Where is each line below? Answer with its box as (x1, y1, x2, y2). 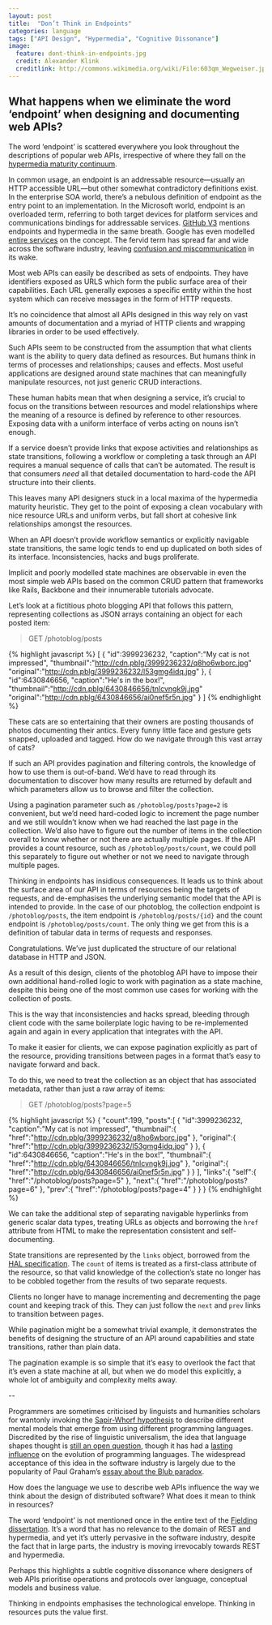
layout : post (8, 11, 53, 20)
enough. (8, 427, 36, 436)
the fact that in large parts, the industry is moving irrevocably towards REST (8, 1541, 261, 1550)
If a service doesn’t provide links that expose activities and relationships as (8, 443, 259, 453)
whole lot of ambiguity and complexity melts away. (8, 1374, 178, 1384)
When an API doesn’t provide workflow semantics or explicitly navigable (8, 535, 249, 544)
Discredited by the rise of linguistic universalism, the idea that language (8, 1432, 247, 1442)
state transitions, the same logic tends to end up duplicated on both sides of (8, 543, 262, 552)
